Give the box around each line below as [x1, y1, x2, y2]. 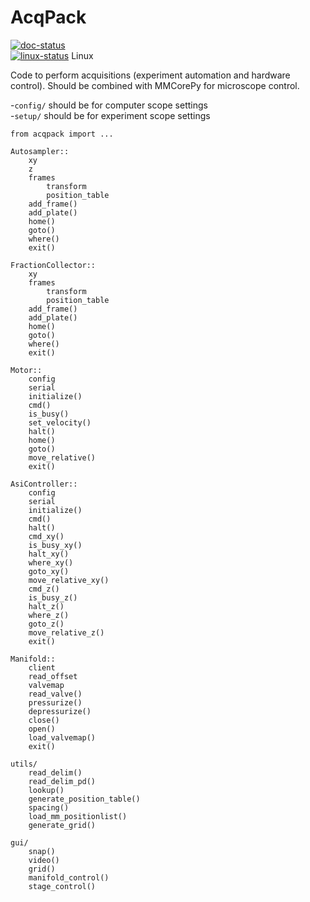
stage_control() [28, 881, 97, 891]
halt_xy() [28, 549, 70, 559]
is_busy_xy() [28, 540, 83, 550]
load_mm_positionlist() [28, 811, 128, 821]
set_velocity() [28, 417, 92, 428]
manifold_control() [28, 872, 110, 883]
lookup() [28, 785, 65, 795]
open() [28, 724, 56, 734]
